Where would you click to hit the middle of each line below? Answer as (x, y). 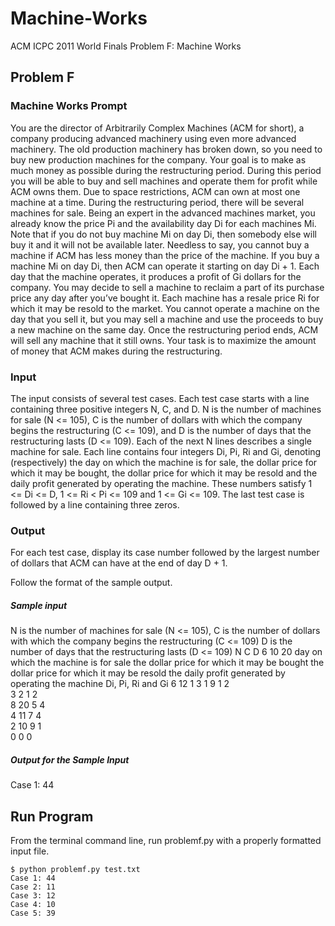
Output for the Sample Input (70, 759)
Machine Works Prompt (69, 106)
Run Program (52, 816)
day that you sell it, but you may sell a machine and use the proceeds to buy (167, 319)
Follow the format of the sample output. (91, 583)
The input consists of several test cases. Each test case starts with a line (160, 398)
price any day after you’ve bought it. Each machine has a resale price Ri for (165, 298)
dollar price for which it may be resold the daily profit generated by (148, 673)
